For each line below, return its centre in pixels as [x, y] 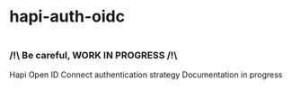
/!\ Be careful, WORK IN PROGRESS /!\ [93, 55]
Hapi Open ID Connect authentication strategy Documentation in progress [146, 75]
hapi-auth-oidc [67, 17]
